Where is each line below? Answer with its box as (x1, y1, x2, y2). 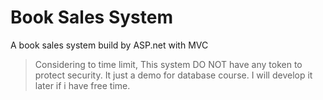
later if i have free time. (34, 79, 131, 91)
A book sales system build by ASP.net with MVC (10, 39, 209, 51)
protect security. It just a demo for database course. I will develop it (34, 69, 313, 81)
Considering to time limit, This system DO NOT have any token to (34, 58, 303, 70)
